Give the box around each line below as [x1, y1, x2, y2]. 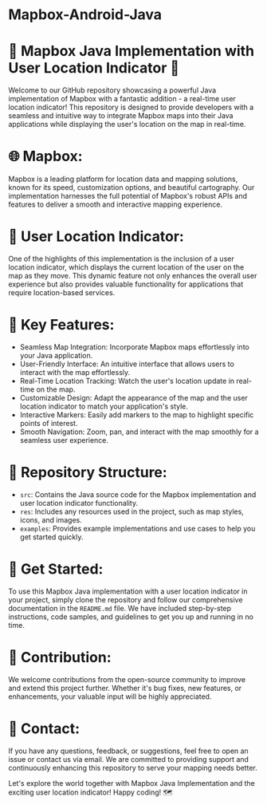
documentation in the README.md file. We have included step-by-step [8, 603, 232, 613]
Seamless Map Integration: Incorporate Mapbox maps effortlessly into [19, 341, 249, 352]
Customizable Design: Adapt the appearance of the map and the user [19, 393, 249, 402]
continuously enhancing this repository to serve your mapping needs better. [8, 763, 257, 772]
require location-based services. [8, 288, 116, 297]
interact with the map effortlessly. [19, 367, 131, 377]
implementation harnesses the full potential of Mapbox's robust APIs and [8, 191, 248, 201]
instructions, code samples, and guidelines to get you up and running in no [8, 612, 253, 622]
